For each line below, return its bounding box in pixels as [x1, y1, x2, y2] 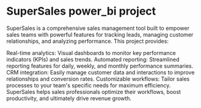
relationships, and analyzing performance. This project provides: [6, 37, 169, 45]
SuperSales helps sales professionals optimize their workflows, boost [6, 88, 181, 95]
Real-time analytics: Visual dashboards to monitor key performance [6, 49, 176, 56]
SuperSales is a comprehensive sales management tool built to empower [6, 24, 189, 32]
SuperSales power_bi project [6, 4, 156, 18]
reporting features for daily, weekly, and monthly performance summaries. [6, 62, 194, 70]
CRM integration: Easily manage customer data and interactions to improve [6, 68, 195, 76]
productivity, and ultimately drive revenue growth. [6, 95, 132, 102]
